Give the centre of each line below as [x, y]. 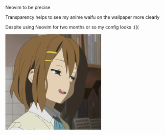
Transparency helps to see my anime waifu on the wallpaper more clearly [82, 17]
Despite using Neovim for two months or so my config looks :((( [72, 27]
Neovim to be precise [28, 7]
